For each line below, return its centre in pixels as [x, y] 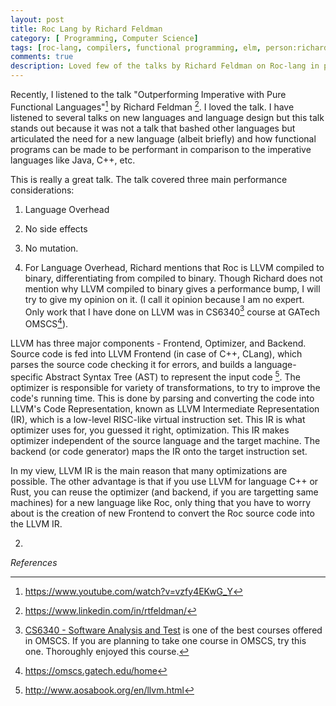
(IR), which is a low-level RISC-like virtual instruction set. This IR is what [158, 419]
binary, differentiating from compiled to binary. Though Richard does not [173, 278]
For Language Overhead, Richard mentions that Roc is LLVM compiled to [174, 267]
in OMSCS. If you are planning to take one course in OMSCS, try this [165, 640]
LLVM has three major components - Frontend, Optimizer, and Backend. [158, 343]
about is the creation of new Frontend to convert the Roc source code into [162, 513]
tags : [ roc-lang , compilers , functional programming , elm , [136, 47]
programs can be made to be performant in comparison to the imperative [161, 149]
